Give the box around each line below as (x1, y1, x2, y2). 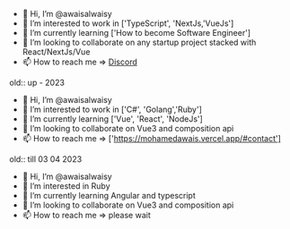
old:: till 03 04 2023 (9, 154, 83, 165)
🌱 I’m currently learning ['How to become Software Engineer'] (22, 28, 251, 38)
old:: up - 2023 (9, 77, 66, 88)
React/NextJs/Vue (22, 47, 91, 57)
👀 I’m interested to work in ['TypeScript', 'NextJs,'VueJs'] (22, 18, 234, 29)
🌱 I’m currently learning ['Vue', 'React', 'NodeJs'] (22, 114, 204, 124)
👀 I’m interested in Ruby (22, 181, 110, 191)
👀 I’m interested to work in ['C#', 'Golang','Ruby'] (22, 104, 202, 114)
